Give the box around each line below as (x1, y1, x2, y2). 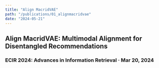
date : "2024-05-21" (5, 16, 45, 21)
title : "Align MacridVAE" (5, 7, 58, 12)
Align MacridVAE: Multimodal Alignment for (5, 34, 142, 43)
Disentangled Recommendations (5, 42, 108, 50)
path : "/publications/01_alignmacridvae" (5, 12, 92, 17)
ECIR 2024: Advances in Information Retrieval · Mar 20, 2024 (5, 57, 154, 64)
